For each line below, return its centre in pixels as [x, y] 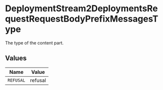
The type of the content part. [34, 43]
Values [16, 58]
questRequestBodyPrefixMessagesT [82, 19]
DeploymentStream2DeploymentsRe [81, 9]
